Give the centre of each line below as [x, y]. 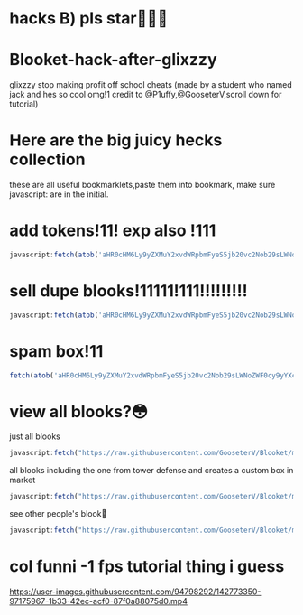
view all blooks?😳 [79, 411]
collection [47, 159]
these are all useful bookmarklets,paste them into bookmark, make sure [142, 185]
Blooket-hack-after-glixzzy [113, 60]
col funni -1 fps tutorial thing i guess [147, 567]
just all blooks [35, 436]
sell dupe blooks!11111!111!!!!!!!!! [129, 291]
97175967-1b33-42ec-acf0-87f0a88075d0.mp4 [98, 601]
